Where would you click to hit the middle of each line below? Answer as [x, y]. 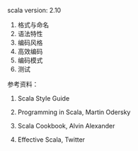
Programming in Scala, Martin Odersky [74, 112]
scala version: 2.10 [34, 10]
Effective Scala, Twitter [51, 140]
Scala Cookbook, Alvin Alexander [66, 126]
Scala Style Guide [44, 98]
